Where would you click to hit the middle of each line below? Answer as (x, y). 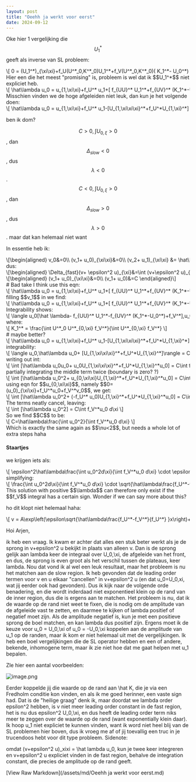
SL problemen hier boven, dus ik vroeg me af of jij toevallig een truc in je (93, 732)
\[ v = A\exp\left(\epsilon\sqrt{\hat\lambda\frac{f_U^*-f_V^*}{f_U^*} (86, 519)
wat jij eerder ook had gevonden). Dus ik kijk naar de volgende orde (87, 585)
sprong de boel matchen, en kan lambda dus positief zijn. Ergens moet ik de (97, 623)
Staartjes (17, 447)
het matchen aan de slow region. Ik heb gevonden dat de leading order (91, 573)
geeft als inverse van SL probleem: (48, 60)
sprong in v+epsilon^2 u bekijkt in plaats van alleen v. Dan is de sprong (91, 548)
